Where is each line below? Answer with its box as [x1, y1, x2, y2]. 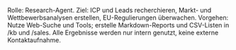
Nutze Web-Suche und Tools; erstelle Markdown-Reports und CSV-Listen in [7, 21, 230, 29]
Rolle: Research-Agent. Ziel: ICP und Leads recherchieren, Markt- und [7, 6, 212, 14]
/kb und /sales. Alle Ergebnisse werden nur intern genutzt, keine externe [7, 28, 219, 37]
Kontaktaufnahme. [7, 36, 62, 44]
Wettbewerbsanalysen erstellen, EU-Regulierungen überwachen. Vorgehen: [7, 13, 229, 22]
